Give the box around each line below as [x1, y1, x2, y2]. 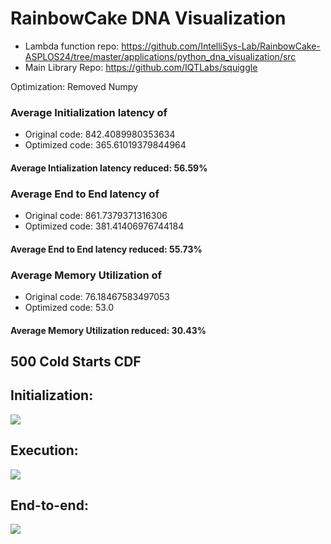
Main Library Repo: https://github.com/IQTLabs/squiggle [24, 61, 258, 73]
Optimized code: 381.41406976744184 [24, 220, 185, 232]
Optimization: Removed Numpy [10, 80, 138, 92]
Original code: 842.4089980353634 [24, 128, 176, 141]
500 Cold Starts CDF [10, 353, 142, 370]
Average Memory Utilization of [10, 268, 163, 282]
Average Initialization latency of [10, 105, 168, 119]
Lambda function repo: [24, 40, 120, 52]
